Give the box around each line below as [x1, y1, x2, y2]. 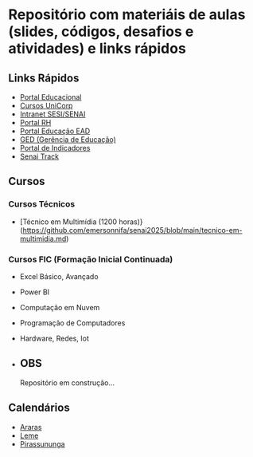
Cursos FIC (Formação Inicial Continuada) [8, 254, 173, 265]
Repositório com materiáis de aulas [8, 6, 246, 24]
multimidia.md [19, 234, 67, 243]
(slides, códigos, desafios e [8, 22, 194, 41]
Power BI [19, 287, 50, 297]
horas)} [119, 217, 143, 227]
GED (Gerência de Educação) [19, 135, 117, 144]
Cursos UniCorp [19, 101, 73, 110]
